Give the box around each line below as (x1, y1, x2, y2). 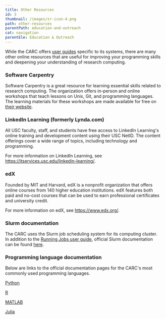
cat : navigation (5, 30, 39, 35)
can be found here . (5, 242, 44, 248)
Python (5, 280, 20, 286)
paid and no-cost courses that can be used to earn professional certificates (5, 192, 160, 198)
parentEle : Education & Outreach (5, 35, 74, 40)
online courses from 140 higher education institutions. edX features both (5, 187, 153, 193)
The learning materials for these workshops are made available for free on (5, 99, 157, 105)
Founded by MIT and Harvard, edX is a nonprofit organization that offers (5, 182, 153, 188)
